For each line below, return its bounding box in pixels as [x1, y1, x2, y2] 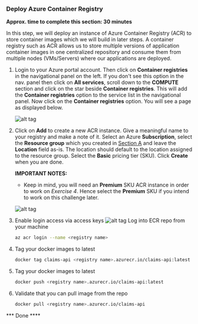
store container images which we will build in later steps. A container [6, 36, 174, 43]
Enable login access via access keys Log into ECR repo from [14, 217, 186, 224]
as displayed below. [14, 104, 63, 111]
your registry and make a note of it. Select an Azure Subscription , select [14, 133, 193, 140]
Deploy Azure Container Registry [6, 5, 104, 13]
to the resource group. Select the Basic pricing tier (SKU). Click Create [14, 152, 189, 159]
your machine [14, 223, 49, 230]
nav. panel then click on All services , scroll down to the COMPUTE [14, 79, 179, 86]
